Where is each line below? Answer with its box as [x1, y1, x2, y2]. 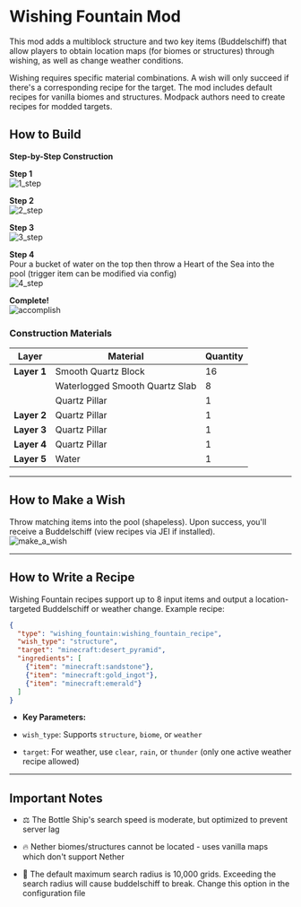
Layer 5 [13, 453, 47, 466]
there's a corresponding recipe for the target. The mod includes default [9, 82, 273, 92]
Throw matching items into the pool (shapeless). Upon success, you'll [9, 516, 267, 527]
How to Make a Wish [9, 493, 125, 508]
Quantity [204, 350, 244, 362]
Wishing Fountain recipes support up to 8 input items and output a [9, 594, 254, 605]
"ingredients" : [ [17, 654, 82, 663]
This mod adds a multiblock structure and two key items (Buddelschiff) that [9, 36, 288, 47]
